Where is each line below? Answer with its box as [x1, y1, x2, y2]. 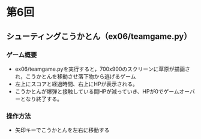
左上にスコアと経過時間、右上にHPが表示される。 [14, 80, 138, 87]
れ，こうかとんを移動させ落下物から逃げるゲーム [14, 72, 136, 80]
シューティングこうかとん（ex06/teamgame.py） [6, 31, 192, 41]
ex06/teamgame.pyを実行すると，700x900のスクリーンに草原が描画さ [14, 65, 190, 72]
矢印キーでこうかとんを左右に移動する [14, 126, 110, 134]
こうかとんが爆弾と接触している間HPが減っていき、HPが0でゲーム [14, 87, 179, 95]
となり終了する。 [20, 95, 63, 102]
